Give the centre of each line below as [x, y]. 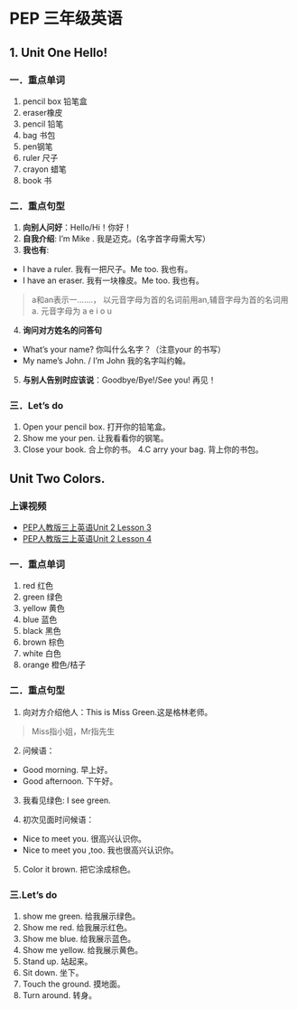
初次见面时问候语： [58, 819]
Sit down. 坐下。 [53, 973]
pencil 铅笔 [43, 124]
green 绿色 [42, 597]
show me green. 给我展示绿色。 [81, 916]
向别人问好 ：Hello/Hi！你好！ [77, 228]
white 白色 [42, 654]
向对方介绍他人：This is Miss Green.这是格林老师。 [117, 712]
